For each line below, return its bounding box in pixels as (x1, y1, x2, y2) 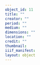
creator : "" (5, 16, 29, 21)
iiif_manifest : (5, 48, 36, 53)
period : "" (5, 21, 27, 26)
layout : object (5, 52, 36, 58)
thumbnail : (5, 43, 27, 48)
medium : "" (5, 25, 27, 30)
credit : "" (5, 39, 27, 44)
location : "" (5, 35, 31, 40)
